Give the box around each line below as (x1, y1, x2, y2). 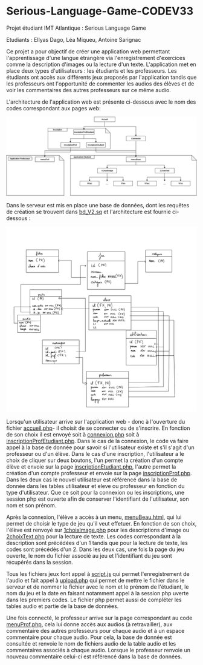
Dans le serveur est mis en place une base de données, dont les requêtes (6, 201, 190, 209)
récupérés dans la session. (6, 559, 74, 566)
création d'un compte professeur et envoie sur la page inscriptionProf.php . (6, 470, 192, 477)
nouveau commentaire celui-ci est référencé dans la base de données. (6, 653, 182, 660)
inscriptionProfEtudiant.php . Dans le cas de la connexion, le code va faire (6, 438, 189, 445)
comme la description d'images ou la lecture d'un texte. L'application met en (6, 61, 196, 68)
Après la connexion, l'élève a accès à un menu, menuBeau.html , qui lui (6, 513, 182, 521)
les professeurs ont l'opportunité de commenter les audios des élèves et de (6, 80, 195, 87)
